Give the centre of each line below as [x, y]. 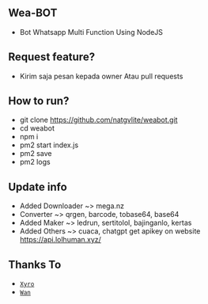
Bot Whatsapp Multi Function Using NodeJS [91, 32]
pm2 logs [35, 162]
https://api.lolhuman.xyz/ [60, 240]
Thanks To [35, 264]
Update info [38, 186]
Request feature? [52, 57]
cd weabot [37, 128]
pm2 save [36, 154]
